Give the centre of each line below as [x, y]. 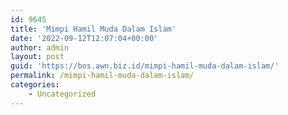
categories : [35, 85]
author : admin [40, 47]
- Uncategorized [62, 94]
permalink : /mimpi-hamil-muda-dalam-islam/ [102, 76]
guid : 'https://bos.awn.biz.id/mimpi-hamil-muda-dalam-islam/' [145, 66]
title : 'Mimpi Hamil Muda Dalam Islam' [93, 29]
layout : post [37, 57]
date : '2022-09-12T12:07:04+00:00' [84, 38]
